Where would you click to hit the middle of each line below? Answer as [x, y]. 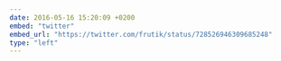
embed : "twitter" [42, 26]
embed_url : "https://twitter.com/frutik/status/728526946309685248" [141, 34]
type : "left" [34, 43]
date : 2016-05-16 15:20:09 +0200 [72, 17]
